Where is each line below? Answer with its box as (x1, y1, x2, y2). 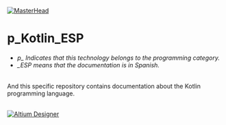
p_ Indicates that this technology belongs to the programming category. (16, 54, 221, 62)
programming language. (7, 89, 75, 98)
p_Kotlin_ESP (7, 31, 84, 46)
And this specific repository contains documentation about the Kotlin (7, 82, 201, 91)
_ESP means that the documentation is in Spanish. (16, 60, 160, 69)
